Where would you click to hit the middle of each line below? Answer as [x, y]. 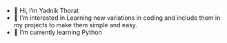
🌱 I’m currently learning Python [58, 32]
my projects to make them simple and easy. [76, 25]
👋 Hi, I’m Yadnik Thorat [46, 11]
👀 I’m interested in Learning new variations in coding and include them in [117, 18]
